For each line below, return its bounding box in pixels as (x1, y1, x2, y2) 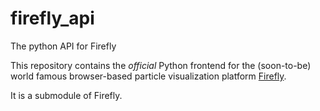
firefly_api (10, 7, 95, 30)
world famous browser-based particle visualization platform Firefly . (10, 70, 287, 82)
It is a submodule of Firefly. (10, 89, 123, 101)
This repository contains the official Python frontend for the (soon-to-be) (10, 59, 312, 71)
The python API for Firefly (10, 40, 117, 52)
